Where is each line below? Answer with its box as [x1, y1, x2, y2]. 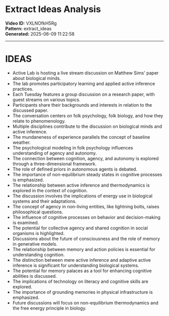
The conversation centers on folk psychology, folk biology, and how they [12, 112, 163, 119]
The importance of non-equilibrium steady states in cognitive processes [12, 171, 162, 177]
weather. [12, 139, 31, 145]
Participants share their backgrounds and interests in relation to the [12, 102, 152, 108]
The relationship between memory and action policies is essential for [12, 246, 155, 252]
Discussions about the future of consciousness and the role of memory [12, 235, 160, 242]
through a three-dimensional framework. [12, 161, 97, 167]
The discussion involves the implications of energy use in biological [12, 193, 152, 199]
